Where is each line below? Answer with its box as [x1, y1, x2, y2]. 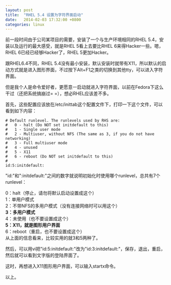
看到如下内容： [5, 108, 37, 114]
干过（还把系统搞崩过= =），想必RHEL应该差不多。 [5, 90, 112, 97]
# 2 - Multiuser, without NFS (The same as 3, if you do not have [5, 131, 155, 137]
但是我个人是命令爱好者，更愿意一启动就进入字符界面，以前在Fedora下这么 [5, 84, 164, 90]
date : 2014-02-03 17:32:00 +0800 [5, 17, 81, 22]
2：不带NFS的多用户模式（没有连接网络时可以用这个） [5, 203, 120, 209]
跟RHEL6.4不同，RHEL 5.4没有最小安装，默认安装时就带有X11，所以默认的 [5, 60, 162, 67]
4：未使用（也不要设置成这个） [5, 216, 72, 222]
